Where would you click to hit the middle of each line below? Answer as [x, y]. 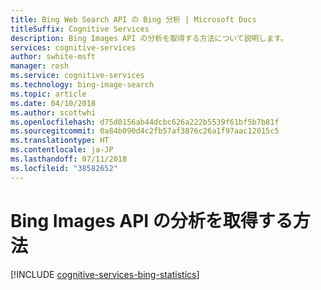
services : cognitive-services [73, 47]
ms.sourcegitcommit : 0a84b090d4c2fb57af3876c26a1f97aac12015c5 [145, 131]
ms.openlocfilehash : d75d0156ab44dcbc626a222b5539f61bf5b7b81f [145, 122]
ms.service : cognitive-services [77, 76]
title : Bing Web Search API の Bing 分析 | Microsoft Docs [133, 19]
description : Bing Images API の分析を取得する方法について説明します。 [149, 38]
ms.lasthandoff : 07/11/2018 [69, 159]
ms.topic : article [48, 94]
